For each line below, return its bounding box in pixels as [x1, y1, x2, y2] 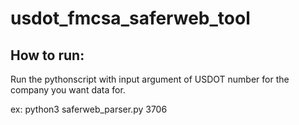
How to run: [10, 47, 85, 64]
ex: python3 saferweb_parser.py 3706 [10, 103, 168, 115]
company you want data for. [10, 84, 126, 96]
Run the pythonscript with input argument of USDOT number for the [10, 73, 290, 85]
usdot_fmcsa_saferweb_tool [10, 7, 251, 30]
